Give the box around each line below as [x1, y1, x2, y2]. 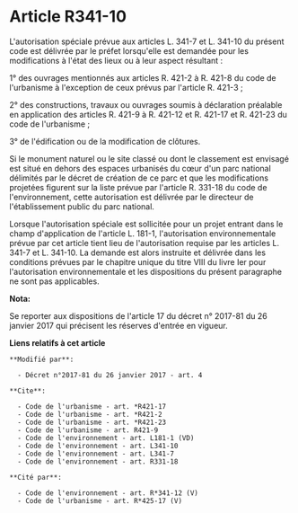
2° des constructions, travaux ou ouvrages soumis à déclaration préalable [9, 99, 283, 110]
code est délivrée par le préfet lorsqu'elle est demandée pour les [9, 45, 250, 56]
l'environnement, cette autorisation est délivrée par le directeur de [9, 191, 254, 202]
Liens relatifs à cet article [9, 337, 106, 348]
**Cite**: [9, 386, 47, 395]
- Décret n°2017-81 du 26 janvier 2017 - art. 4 [17, 370, 203, 379]
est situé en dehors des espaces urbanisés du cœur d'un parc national [9, 163, 271, 173]
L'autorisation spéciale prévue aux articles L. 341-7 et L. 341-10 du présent [9, 36, 285, 47]
